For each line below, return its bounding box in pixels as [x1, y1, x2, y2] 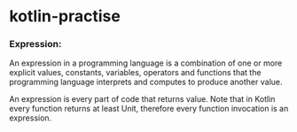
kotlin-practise [9, 6, 121, 27]
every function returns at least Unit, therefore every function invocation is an [9, 104, 289, 114]
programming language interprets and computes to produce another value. [9, 77, 283, 88]
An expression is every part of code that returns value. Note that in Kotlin [9, 94, 276, 105]
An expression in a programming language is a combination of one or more [9, 58, 283, 68]
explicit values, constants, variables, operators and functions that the [9, 67, 262, 78]
